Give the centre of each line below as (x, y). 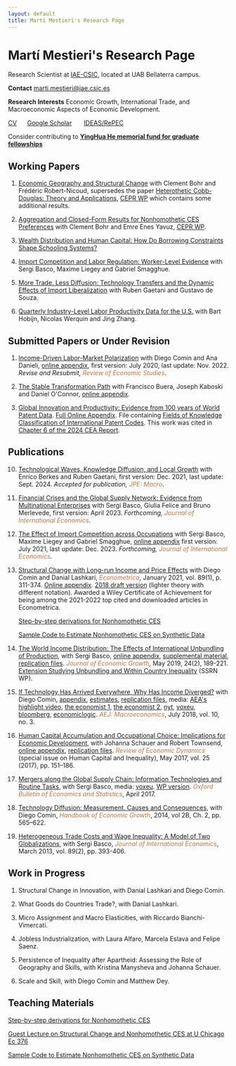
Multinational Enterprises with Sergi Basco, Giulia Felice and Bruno (114, 505)
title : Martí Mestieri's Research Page (66, 20)
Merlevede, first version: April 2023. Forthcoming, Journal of (106, 513)
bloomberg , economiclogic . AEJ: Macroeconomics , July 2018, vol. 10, (119, 714)
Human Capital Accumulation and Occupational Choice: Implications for (122, 735)
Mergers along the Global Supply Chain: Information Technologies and (120, 779)
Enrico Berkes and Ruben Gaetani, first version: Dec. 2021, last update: (120, 477)
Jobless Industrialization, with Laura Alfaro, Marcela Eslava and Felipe (119, 939)
